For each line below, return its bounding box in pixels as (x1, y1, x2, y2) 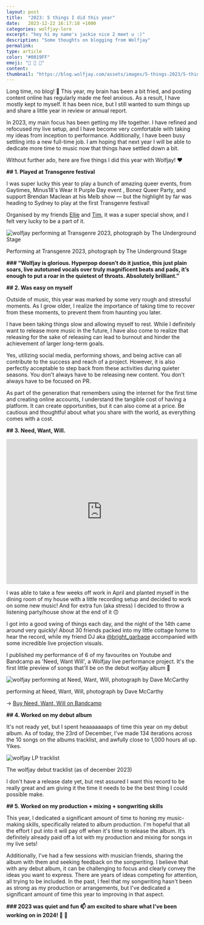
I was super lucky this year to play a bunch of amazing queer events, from (6, 180, 192, 187)
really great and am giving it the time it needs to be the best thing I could (6, 785, 188, 792)
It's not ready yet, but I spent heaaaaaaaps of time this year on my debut (6, 723, 188, 731)
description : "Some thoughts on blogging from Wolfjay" (6, 37, 151, 43)
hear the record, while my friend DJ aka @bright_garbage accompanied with (6, 633, 198, 641)
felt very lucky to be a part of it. (6, 218, 85, 225)
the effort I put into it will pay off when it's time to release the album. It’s (6, 827, 185, 834)
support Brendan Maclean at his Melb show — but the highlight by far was (6, 193, 192, 201)
